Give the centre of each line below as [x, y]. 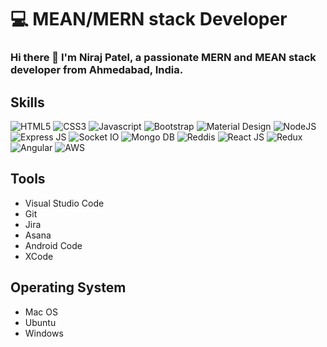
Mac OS [41, 312]
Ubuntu [40, 322]
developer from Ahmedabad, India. [97, 70]
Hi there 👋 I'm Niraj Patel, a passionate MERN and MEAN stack [163, 58]
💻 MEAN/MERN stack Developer [149, 19]
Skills [27, 102]
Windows [44, 333]
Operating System [68, 287]
